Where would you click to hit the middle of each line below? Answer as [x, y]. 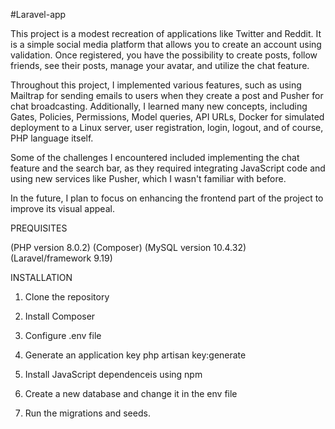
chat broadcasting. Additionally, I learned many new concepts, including [159, 106]
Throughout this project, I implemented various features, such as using [156, 85]
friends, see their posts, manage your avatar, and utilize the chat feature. [160, 65]
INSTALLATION [41, 277]
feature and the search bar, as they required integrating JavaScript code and [168, 168]
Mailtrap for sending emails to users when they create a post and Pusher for [167, 95]
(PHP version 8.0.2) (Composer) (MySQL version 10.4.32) [128, 247]
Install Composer [60, 316]
